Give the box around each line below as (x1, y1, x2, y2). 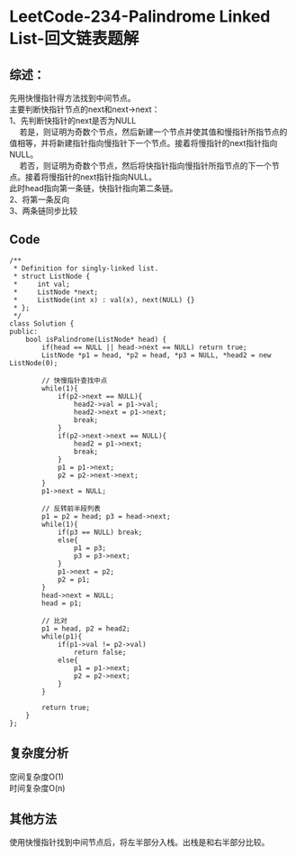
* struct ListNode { (13, 272, 91, 281)
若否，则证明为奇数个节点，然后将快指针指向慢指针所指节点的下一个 (19, 161, 272, 170)
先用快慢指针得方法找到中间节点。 (9, 93, 136, 103)
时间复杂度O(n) (9, 782, 66, 793)
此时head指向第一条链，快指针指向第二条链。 (9, 183, 178, 193)
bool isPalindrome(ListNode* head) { (25, 335, 167, 344)
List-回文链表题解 (9, 29, 139, 49)
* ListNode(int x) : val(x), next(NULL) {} (13, 295, 195, 304)
